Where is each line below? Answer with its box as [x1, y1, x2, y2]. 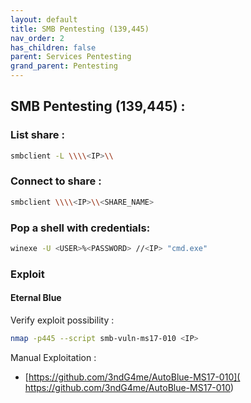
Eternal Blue [10, 292, 62, 304]
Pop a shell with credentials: [10, 221, 151, 235]
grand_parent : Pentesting [10, 61, 118, 71]
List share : [10, 128, 65, 142]
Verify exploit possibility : [10, 314, 115, 326]
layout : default [10, 14, 78, 25]
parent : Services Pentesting [10, 52, 132, 62]
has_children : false [10, 42, 97, 53]
